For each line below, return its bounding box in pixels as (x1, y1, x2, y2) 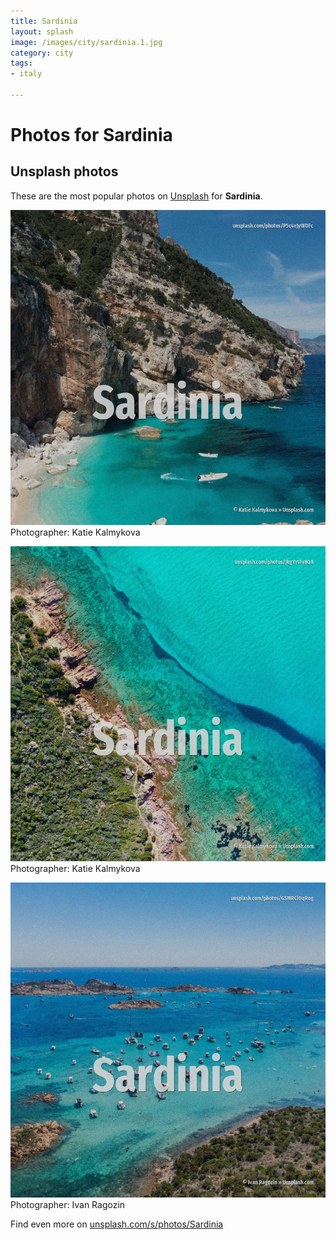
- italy (10, 69, 43, 79)
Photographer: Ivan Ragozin (10, 1198, 126, 1210)
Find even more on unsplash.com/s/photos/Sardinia (10, 1218, 224, 1230)
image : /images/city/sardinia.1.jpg (10, 37, 163, 47)
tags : (10, 58, 33, 69)
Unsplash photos (10, 163, 119, 180)
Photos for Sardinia (10, 124, 173, 147)
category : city (10, 48, 74, 58)
